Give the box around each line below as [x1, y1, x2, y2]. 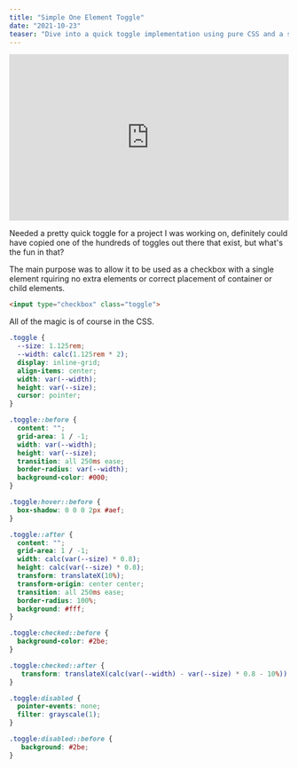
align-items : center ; [17, 366, 98, 376]
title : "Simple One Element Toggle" [9, 12, 145, 22]
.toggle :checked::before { [9, 629, 109, 637]
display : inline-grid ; [17, 358, 101, 367]
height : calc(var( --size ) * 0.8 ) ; [17, 563, 145, 573]
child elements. [9, 283, 65, 294]
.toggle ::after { [9, 530, 74, 539]
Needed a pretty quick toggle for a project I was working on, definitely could [9, 228, 288, 239]
